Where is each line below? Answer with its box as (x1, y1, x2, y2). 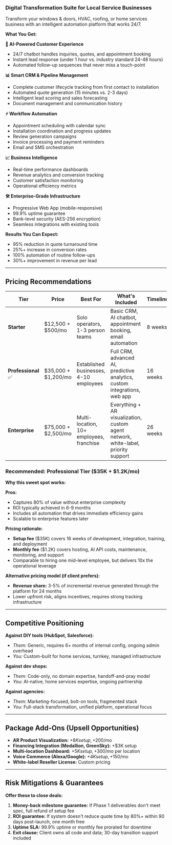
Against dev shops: (5, 663, 48, 670)
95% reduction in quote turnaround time (12, 241, 98, 247)
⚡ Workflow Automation (5, 111, 57, 117)
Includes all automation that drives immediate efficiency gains (12, 510, 143, 517)
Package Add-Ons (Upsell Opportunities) (5, 723, 139, 732)
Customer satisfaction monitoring (12, 178, 83, 184)
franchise (76, 440, 100, 447)
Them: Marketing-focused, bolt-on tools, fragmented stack (12, 698, 137, 704)
